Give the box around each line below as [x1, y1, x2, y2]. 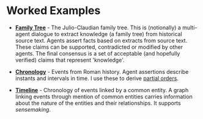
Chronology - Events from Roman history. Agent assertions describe [15, 68, 189, 75]
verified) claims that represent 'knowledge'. [15, 56, 125, 63]
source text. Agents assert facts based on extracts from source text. [15, 37, 188, 44]
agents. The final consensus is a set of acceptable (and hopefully [15, 49, 180, 57]
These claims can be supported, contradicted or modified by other [15, 43, 183, 51]
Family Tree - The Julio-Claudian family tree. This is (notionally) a [15, 24, 182, 31]
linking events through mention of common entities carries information [15, 93, 193, 100]
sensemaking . [15, 106, 51, 113]
